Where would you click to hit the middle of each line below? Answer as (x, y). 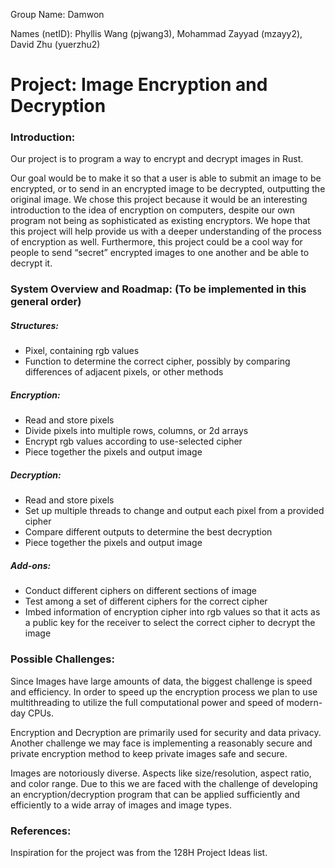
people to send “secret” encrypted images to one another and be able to (160, 253)
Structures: (34, 325)
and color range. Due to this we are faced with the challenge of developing (164, 783)
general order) (46, 302)
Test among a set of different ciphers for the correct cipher (146, 601)
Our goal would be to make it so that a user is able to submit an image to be (166, 178)
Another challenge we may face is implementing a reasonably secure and (161, 743)
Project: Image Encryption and (139, 85)
